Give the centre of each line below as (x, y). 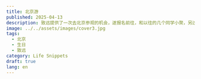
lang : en (17, 67)
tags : (13, 34)
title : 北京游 (22, 12)
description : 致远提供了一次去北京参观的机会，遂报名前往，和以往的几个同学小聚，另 (99, 23)
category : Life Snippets (37, 56)
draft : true (21, 61)
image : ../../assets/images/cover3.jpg (56, 28)
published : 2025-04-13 (34, 17)
